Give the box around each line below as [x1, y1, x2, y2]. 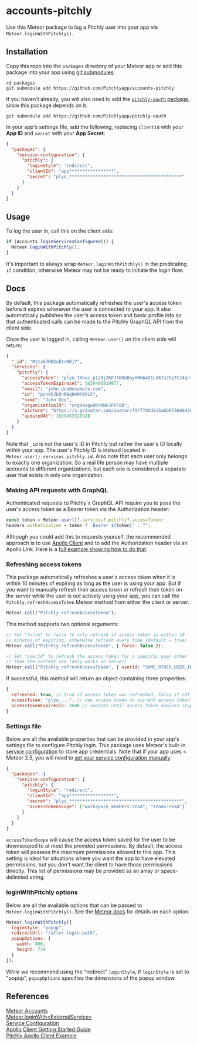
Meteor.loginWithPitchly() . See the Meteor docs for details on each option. [6, 908, 190, 915]
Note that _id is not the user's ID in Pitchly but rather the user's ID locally [6, 440, 182, 447]
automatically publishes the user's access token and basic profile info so [6, 311, 182, 318]
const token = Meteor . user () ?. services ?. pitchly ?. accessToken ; [6, 517, 164, 523]
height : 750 [16, 947, 46, 953]
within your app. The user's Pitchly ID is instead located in [6, 446, 147, 453]
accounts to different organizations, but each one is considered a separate [6, 465, 186, 472]
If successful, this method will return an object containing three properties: [6, 675, 186, 682]
